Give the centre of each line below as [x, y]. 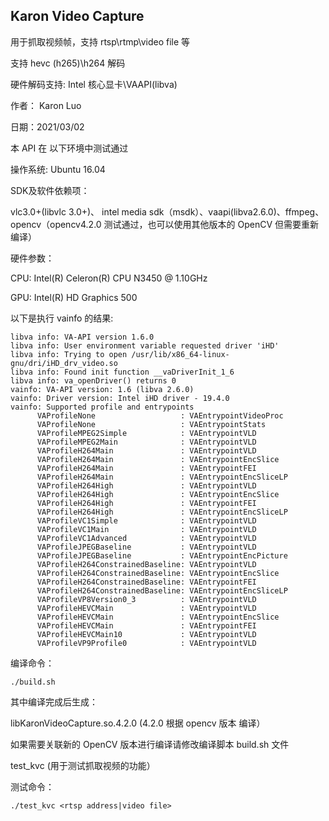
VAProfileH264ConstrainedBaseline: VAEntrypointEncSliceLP [162, 590]
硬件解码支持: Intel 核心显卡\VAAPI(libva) [94, 84]
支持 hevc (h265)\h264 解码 [68, 63]
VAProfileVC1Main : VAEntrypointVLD [146, 529]
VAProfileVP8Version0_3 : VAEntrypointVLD [146, 599]
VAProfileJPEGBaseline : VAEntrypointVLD [146, 547]
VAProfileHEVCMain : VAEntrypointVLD [146, 608]
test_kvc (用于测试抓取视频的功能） [83, 765]
